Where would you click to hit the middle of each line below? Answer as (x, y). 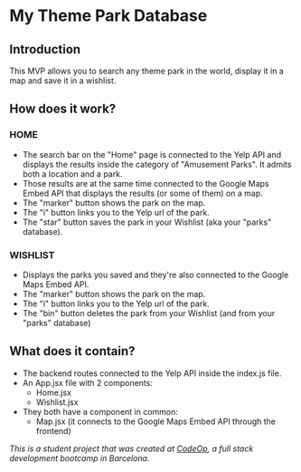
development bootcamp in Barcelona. (80, 458)
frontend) (54, 430)
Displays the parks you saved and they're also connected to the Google (155, 275)
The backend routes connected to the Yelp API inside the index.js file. (152, 373)
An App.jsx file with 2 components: (88, 382)
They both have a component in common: (100, 411)
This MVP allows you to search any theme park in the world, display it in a (147, 71)
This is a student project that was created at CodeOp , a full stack (132, 448)
